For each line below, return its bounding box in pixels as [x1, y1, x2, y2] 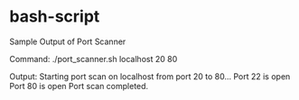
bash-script [9, 6, 100, 27]
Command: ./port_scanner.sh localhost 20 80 [9, 53, 178, 64]
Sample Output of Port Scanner [9, 36, 126, 47]
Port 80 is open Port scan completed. [9, 80, 149, 91]
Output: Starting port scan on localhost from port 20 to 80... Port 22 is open [9, 70, 291, 82]
